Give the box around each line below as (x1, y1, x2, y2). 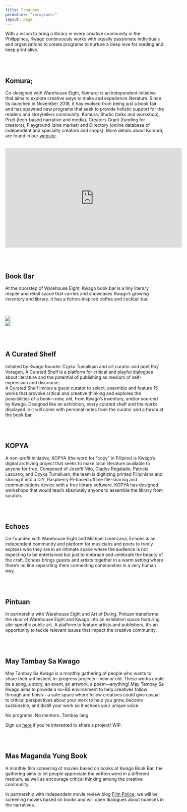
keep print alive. (5, 46, 39, 53)
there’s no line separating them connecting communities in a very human (5, 563, 156, 569)
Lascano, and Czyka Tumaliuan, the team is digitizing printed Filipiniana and (5, 471, 163, 477)
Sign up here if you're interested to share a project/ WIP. (5, 722, 122, 728)
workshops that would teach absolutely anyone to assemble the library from (5, 487, 163, 493)
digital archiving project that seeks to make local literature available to (5, 460, 150, 466)
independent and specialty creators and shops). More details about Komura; (5, 127, 164, 134)
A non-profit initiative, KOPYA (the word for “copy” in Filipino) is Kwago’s (5, 455, 155, 461)
